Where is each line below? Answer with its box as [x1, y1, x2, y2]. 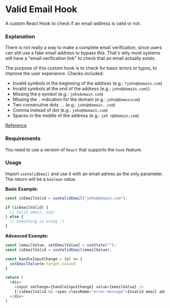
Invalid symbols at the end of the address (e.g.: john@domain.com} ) [12, 86, 150, 92]
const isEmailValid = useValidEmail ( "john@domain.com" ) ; [5, 196, 128, 201]
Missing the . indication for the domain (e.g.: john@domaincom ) [12, 96, 141, 102]
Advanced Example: [5, 233, 49, 239]
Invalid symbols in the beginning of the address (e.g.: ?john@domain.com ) [12, 80, 163, 87]
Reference [5, 123, 27, 129]
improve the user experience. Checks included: [5, 70, 104, 76]
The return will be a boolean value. [5, 176, 77, 182]
